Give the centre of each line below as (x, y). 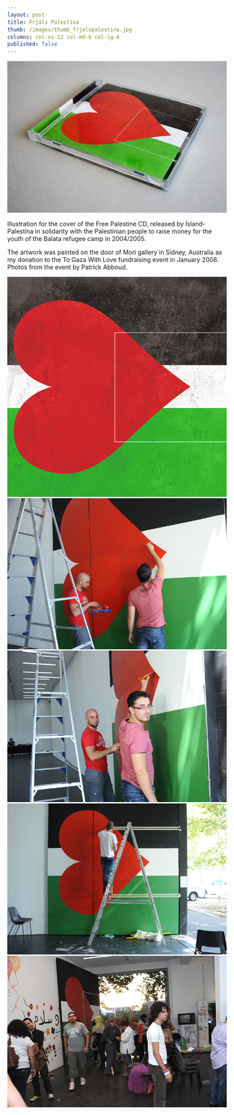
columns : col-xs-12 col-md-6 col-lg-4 (63, 37)
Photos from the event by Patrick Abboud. (67, 267)
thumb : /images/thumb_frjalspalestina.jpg (70, 29)
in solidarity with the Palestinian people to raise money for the (123, 231)
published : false (32, 44)
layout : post (26, 15)
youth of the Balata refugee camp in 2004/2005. (77, 238)
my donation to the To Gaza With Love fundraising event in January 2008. (113, 259)
